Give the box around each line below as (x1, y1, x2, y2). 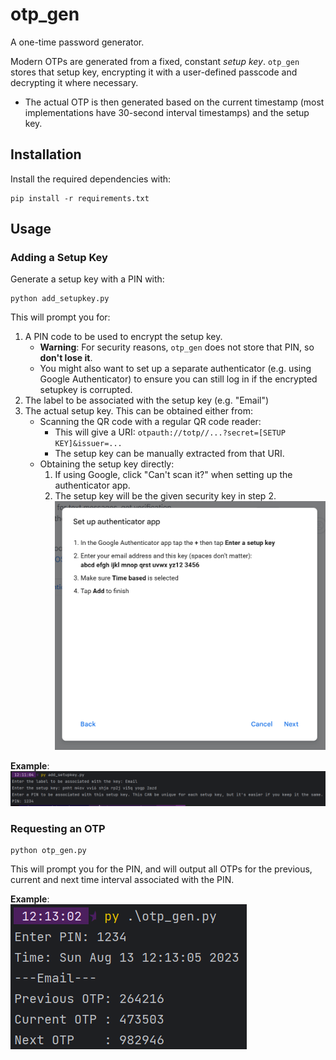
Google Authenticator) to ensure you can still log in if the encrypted (39, 373, 318, 385)
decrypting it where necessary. (10, 76, 139, 88)
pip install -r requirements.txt (10, 193, 150, 203)
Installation (10, 146, 82, 163)
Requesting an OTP (10, 822, 106, 836)
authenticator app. (54, 479, 131, 492)
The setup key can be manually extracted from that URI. (54, 448, 285, 460)
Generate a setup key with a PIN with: (10, 273, 165, 285)
